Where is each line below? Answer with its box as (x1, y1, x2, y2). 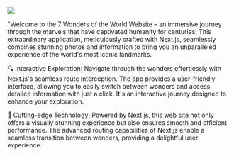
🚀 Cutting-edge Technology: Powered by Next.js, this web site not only (7, 111, 214, 119)
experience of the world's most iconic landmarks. (7, 50, 152, 58)
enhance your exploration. (7, 97, 84, 106)
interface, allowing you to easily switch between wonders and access (7, 82, 211, 90)
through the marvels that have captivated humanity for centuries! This (7, 28, 211, 35)
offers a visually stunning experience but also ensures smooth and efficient (7, 118, 227, 127)
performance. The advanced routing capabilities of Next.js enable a (7, 126, 205, 134)
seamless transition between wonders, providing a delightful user (7, 133, 199, 142)
